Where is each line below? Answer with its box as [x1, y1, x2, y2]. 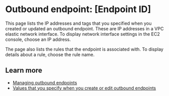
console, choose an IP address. [5, 36, 71, 42]
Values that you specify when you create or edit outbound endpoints [12, 85, 156, 91]
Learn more [5, 66, 43, 75]
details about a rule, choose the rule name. [5, 52, 95, 58]
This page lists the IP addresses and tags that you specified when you [5, 20, 152, 26]
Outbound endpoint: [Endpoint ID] [5, 4, 151, 15]
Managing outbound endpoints [12, 79, 77, 85]
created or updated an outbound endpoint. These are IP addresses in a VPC [5, 25, 164, 31]
